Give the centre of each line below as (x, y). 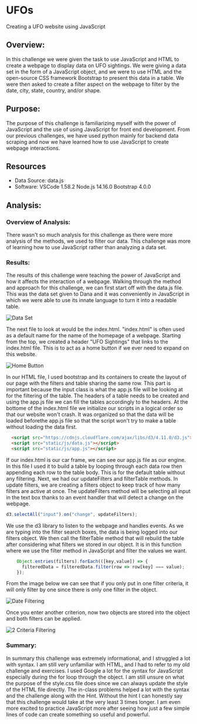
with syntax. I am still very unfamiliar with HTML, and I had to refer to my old (98, 664)
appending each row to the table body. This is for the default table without (96, 472)
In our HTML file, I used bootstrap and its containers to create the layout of (96, 377)
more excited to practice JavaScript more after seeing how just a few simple (98, 708)
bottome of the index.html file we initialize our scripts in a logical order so (95, 408)
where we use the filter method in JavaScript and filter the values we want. (96, 551)
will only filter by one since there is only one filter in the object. (82, 590)
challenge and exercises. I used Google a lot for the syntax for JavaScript (95, 671)
